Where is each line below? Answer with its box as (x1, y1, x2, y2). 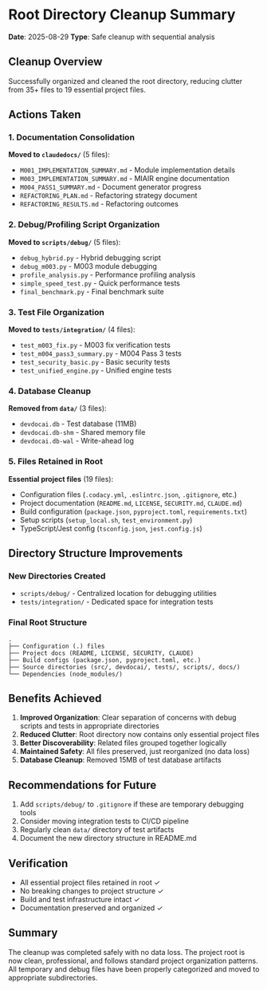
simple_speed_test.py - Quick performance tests (19, 278, 181, 288)
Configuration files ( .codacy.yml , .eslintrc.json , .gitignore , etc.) (19, 489, 238, 499)
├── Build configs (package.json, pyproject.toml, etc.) (8, 656, 202, 664)
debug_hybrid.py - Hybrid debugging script (19, 253, 162, 262)
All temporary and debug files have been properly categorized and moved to (8, 964, 260, 974)
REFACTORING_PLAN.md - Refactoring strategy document (19, 191, 198, 200)
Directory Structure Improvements (8, 546, 183, 560)
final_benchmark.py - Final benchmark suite (19, 286, 165, 296)
